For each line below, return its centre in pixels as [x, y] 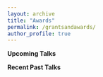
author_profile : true [39, 34]
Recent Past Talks [34, 67]
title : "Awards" [31, 20]
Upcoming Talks [32, 54]
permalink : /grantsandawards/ [52, 27]
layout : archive [31, 14]
